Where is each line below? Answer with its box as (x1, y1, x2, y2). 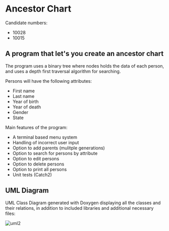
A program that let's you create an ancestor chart (5, 49, 164, 58)
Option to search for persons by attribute (12, 150, 98, 156)
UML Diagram (5, 186, 49, 195)
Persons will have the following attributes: (5, 78, 92, 84)
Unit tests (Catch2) (12, 171, 52, 178)
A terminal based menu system (12, 134, 77, 140)
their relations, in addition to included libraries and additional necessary (5, 205, 154, 211)
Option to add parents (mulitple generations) (12, 145, 105, 151)
